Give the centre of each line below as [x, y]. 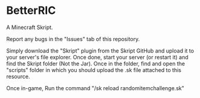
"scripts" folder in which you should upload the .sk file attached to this [94, 70]
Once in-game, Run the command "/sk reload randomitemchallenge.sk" [95, 88]
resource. [18, 76]
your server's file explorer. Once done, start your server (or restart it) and [97, 57]
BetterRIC [31, 11]
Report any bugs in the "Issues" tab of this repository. [73, 39]
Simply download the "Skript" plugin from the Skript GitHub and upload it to [100, 51]
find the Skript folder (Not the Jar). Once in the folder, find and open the [96, 64]
